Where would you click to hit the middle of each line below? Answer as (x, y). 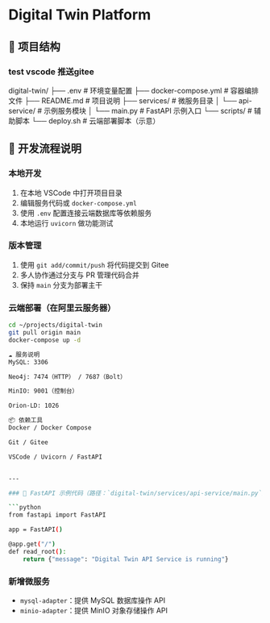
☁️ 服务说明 (24, 355)
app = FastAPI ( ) (35, 530)
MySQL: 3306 (28, 362)
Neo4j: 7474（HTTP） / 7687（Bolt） (67, 376)
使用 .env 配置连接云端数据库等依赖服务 (86, 213)
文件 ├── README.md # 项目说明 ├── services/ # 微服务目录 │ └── (123, 100)
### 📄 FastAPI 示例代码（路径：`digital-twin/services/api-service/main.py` (135, 493)
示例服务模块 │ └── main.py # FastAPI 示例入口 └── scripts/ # (148, 110)
